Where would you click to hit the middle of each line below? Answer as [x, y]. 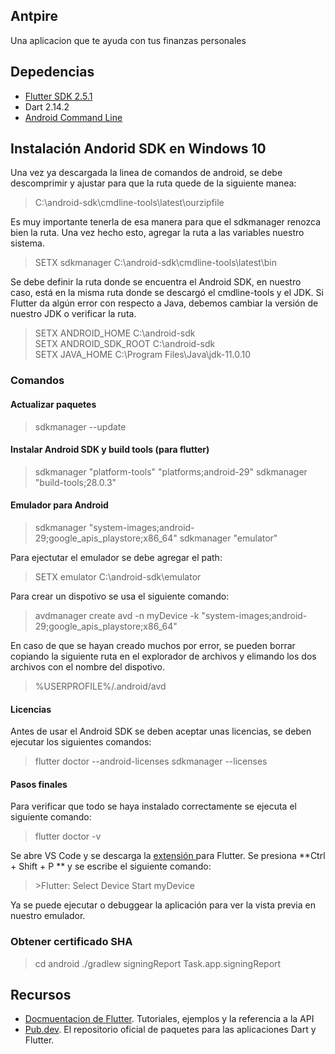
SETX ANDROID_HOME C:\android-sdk [115, 333]
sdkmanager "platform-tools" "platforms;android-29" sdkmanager [171, 471]
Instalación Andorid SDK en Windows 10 [138, 149]
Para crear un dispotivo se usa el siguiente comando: [120, 596]
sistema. [27, 243]
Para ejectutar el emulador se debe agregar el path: [116, 557]
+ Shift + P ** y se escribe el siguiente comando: [111, 866]
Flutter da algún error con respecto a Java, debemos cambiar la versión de [164, 303]
